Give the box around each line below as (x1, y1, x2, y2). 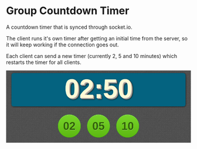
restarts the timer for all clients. (6, 59, 81, 66)
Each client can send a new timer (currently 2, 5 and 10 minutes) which (6, 52, 178, 59)
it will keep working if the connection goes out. (6, 41, 119, 48)
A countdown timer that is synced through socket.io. (6, 23, 133, 31)
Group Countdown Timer (6, 4, 130, 18)
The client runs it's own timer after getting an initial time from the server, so (6, 35, 188, 42)
